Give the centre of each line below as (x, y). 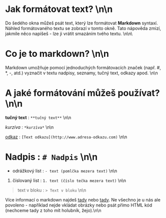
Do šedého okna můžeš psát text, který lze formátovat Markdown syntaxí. (82, 23)
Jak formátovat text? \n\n (59, 9)
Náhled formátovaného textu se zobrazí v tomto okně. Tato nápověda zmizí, (83, 28)
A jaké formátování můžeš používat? (82, 93)
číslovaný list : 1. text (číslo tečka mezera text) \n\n (69, 180)
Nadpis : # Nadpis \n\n (51, 157)
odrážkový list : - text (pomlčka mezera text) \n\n (65, 171)
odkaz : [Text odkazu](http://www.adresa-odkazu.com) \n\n (66, 137)
